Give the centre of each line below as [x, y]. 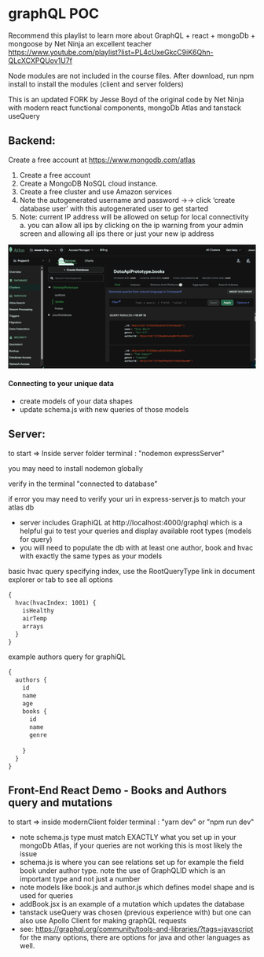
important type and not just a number [80, 878]
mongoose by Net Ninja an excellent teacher [80, 43]
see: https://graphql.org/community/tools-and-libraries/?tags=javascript [136, 929]
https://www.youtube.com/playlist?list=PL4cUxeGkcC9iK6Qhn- [111, 52]
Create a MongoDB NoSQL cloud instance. [89, 183]
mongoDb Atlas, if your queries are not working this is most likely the [131, 845]
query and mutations [60, 803]
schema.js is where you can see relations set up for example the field [132, 862]
